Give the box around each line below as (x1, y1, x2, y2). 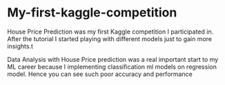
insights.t (7, 42, 33, 50)
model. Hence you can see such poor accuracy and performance (7, 70, 193, 78)
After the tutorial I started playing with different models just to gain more (7, 34, 213, 42)
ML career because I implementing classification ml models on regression (7, 62, 217, 71)
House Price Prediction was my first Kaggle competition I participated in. (7, 27, 214, 36)
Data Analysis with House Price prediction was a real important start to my (7, 55, 219, 63)
